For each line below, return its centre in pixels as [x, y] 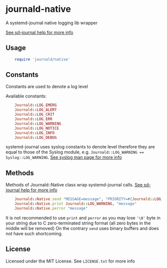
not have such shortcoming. [34, 233]
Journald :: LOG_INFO [35, 133]
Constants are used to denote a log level [47, 87]
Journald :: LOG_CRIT [35, 115]
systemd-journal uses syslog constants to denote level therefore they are [80, 147]
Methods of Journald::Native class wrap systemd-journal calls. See [74, 185]
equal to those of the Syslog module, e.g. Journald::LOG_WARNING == [75, 152]
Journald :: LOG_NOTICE [37, 128]
